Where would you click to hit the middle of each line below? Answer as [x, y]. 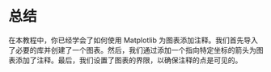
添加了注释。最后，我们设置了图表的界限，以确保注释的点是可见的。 [129, 60]
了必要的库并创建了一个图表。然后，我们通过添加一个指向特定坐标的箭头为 [132, 50]
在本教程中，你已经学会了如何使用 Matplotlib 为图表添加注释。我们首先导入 [133, 40]
